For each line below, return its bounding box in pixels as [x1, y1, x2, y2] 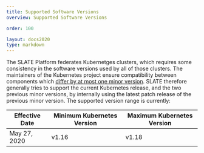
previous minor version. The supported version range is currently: [6, 97, 171, 105]
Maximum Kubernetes [127, 111, 193, 120]
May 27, [9, 129, 33, 138]
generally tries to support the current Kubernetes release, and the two [6, 84, 182, 91]
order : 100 [6, 25, 34, 31]
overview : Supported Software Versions [6, 15, 107, 21]
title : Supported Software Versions [6, 8, 99, 15]
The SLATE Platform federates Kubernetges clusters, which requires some [6, 59, 192, 66]
